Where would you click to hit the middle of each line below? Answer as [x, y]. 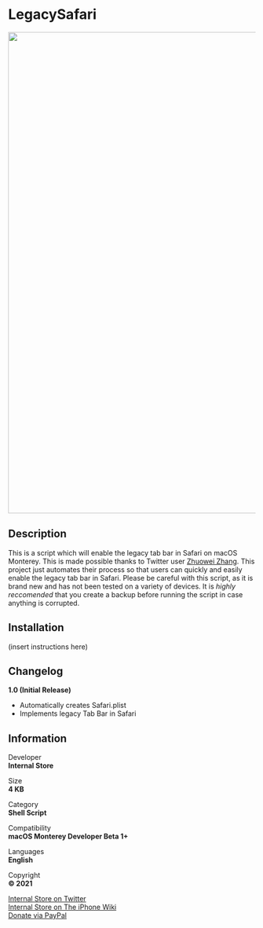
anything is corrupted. [44, 603]
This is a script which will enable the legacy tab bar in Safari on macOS [123, 552]
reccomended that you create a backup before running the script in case [126, 594]
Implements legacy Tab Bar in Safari [78, 713]
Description [37, 534]
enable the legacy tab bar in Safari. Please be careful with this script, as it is [131, 578]
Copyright [24, 875]
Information [38, 738]
